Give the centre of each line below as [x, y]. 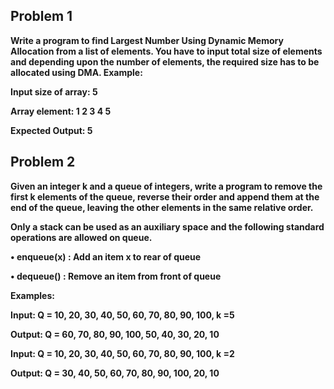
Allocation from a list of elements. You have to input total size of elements [166, 51]
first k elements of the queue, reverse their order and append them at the [165, 196]
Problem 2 [43, 162]
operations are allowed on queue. [81, 237]
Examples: [32, 295]
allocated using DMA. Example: [76, 72]
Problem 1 [41, 16]
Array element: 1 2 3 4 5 [61, 111]
